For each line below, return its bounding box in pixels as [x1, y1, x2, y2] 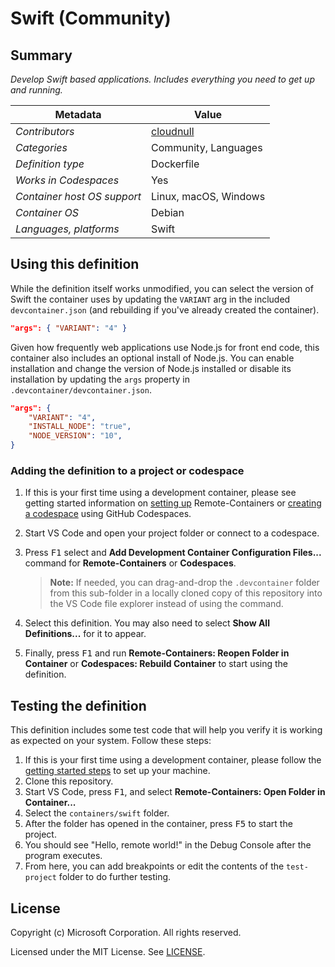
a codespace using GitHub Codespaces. [24, 508, 192, 520]
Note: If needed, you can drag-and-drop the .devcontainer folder [49, 577, 320, 589]
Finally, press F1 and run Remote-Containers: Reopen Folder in [24, 647, 290, 659]
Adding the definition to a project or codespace [10, 463, 245, 477]
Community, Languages [151, 141, 263, 154]
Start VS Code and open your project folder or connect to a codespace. [24, 527, 320, 539]
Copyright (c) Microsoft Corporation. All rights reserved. [10, 926, 242, 938]
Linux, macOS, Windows [151, 190, 266, 203]
